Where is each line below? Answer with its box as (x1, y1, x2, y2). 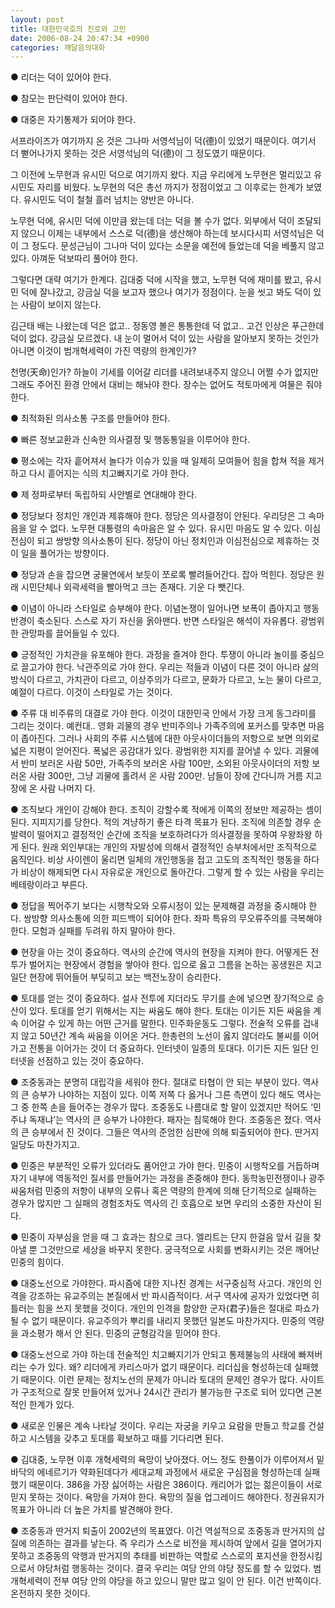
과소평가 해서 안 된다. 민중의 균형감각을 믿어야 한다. (20, 1327, 221, 1340)
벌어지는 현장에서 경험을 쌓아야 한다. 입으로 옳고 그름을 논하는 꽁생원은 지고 (28, 959, 323, 971)
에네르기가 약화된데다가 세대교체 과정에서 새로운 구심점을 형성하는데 (36, 1466, 302, 1478)
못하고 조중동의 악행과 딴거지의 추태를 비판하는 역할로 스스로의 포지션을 (10, 1550, 288, 1562)
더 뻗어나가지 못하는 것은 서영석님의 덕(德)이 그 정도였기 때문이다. (10, 147, 266, 160)
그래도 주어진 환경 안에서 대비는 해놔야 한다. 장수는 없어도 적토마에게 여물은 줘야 (10, 379, 323, 391)
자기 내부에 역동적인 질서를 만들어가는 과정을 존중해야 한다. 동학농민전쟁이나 (10, 1172, 307, 1185)
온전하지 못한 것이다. (10, 1587, 91, 1600)
